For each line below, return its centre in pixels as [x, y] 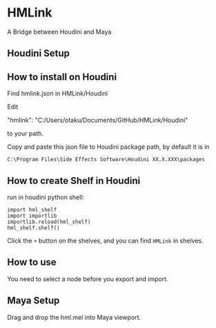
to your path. [25, 134]
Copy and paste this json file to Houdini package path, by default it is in [108, 147]
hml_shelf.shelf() [33, 228]
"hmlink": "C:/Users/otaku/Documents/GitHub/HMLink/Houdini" [98, 120]
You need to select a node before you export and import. [88, 279]
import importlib [32, 216]
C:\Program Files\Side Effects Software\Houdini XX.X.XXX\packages [106, 160]
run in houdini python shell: [46, 197]
